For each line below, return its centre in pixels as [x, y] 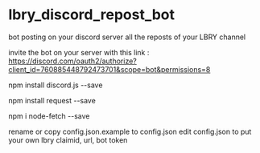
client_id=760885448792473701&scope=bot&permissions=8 [109, 69]
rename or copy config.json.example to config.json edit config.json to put [130, 131]
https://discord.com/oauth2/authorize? [72, 61]
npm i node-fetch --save [49, 116]
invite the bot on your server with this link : [79, 52]
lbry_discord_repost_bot [92, 15]
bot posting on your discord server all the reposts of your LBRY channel [127, 37]
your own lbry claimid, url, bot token [68, 140]
